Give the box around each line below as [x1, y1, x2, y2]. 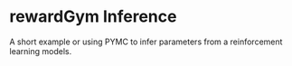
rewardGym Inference [9, 6, 177, 27]
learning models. [9, 45, 72, 56]
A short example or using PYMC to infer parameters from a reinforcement [9, 36, 283, 47]
